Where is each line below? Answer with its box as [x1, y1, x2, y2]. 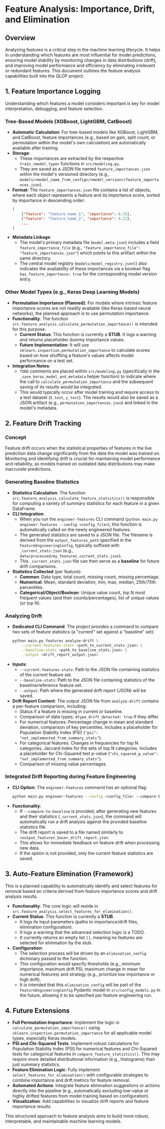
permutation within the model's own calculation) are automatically [12, 140, 146, 146]
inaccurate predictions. [5, 466, 52, 472]
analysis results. [5, 893, 38, 899]
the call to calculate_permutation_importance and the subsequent [19, 378, 154, 384]
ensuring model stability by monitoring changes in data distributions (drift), [5, 57, 157, 63]
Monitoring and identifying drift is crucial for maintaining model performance [5, 456, 161, 461]
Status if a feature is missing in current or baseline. [19, 708, 123, 714]
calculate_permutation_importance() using [12, 1025, 100, 1031]
